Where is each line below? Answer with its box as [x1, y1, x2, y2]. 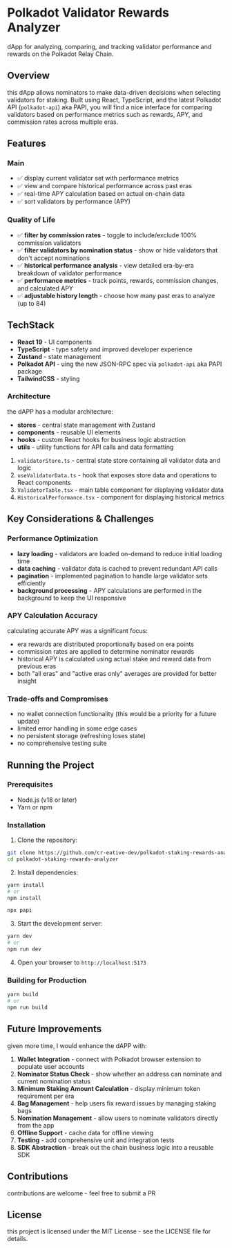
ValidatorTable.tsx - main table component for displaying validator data [17, 486, 224, 494]
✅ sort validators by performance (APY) [17, 197, 131, 205]
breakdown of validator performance [17, 268, 122, 277]
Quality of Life [7, 215, 56, 225]
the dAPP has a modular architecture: [7, 407, 114, 416]
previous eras [17, 662, 57, 670]
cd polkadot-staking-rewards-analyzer [7, 856, 119, 863]
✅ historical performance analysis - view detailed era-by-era [17, 261, 195, 269]
